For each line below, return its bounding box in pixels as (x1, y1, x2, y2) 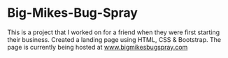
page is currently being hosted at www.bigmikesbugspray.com (7, 43, 188, 51)
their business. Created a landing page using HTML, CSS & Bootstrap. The (7, 35, 222, 43)
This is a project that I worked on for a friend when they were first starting (7, 28, 220, 36)
